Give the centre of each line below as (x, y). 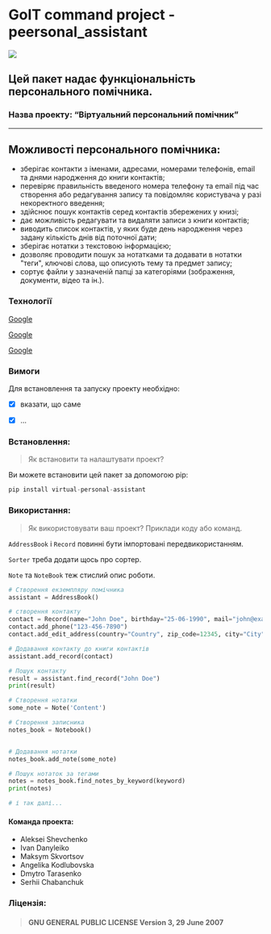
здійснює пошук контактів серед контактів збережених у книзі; (129, 212)
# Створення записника (46, 723)
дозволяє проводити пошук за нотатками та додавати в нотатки (131, 255)
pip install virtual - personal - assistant (77, 490)
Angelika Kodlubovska (57, 865)
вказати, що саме (50, 404)
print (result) (32, 686)
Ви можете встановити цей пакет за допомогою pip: (98, 475)
